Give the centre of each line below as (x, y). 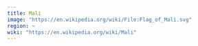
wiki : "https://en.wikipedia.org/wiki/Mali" (72, 32)
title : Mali (24, 13)
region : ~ (21, 26)
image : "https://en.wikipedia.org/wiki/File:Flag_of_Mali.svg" (100, 20)
